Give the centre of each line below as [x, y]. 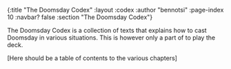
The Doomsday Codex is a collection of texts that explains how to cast [107, 30]
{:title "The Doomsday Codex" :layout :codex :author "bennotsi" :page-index [115, 10]
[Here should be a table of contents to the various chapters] [92, 58]
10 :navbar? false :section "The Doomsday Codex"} [80, 17]
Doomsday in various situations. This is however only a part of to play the [111, 38]
